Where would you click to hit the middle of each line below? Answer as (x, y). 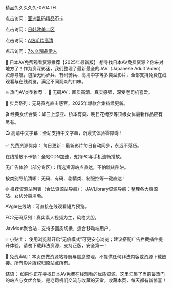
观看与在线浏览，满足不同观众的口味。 (46, 81)
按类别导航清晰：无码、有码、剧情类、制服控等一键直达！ (66, 178)
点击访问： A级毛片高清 (29, 40)
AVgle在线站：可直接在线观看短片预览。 (47, 206)
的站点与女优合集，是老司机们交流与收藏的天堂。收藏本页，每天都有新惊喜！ (86, 280)
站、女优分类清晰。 (26, 196)
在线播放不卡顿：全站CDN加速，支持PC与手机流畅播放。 (65, 156)
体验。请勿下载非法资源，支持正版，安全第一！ (59, 246)
